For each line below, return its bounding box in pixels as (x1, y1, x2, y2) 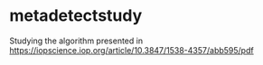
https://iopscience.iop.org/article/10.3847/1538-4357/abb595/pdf (9, 44, 255, 55)
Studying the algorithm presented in (9, 35, 143, 46)
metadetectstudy (9, 5, 143, 26)
